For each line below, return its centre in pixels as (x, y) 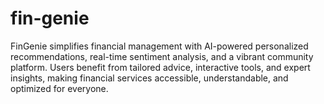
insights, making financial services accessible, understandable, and (149, 78)
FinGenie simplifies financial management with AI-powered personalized (159, 46)
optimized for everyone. (59, 88)
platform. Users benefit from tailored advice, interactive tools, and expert (160, 67)
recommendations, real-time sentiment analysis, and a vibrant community (162, 56)
